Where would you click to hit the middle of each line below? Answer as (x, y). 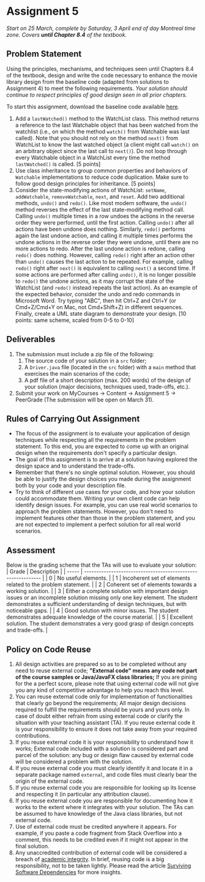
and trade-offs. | (27, 630)
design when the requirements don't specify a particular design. (96, 453)
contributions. (33, 735)
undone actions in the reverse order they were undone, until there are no (107, 242)
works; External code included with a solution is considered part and (102, 749)
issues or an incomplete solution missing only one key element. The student (102, 597)
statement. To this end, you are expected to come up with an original (102, 447)
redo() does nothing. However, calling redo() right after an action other (105, 255)
